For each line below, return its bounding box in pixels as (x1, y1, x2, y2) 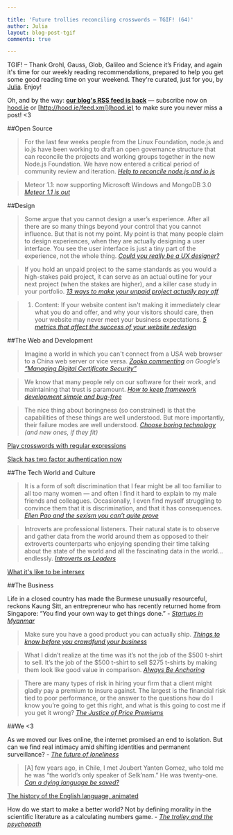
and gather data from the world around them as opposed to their (24, 532, 209, 541)
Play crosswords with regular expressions (7, 442, 127, 450)
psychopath (7, 820, 42, 829)
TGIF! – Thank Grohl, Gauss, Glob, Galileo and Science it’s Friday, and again (7, 60, 223, 69)
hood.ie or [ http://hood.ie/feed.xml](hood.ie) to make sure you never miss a (7, 103, 223, 112)
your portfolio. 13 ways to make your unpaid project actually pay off (24, 287, 219, 295)
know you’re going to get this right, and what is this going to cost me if (24, 701, 226, 709)
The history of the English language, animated (7, 792, 139, 800)
